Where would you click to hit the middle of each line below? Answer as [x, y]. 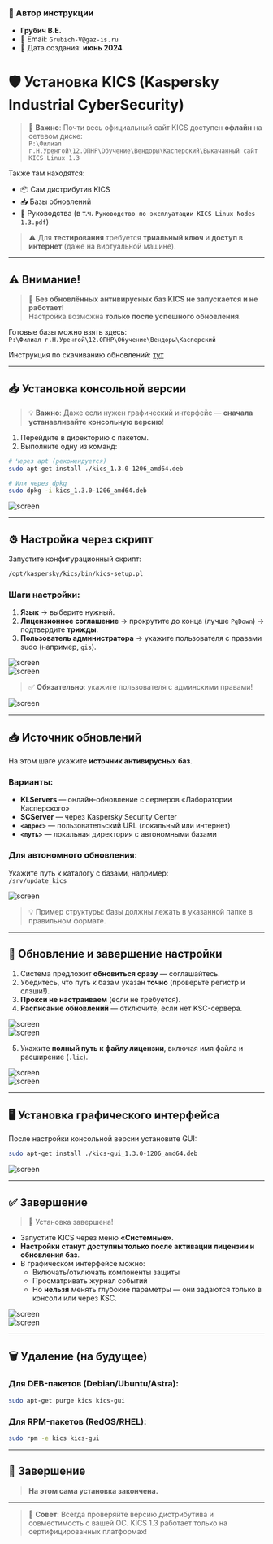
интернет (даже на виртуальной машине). [102, 246]
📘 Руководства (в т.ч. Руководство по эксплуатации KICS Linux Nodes [138, 214]
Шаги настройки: [44, 595]
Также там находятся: [47, 173]
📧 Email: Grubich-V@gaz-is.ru [69, 39]
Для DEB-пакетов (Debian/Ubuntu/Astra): [93, 1384]
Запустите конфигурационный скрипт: [75, 559]
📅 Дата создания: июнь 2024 [71, 48]
